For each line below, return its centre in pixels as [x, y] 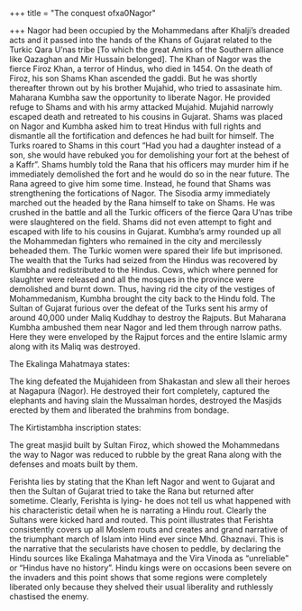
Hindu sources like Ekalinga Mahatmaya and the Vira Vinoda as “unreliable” [149, 558]
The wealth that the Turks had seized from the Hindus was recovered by [143, 260]
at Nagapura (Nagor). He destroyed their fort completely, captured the [140, 391]
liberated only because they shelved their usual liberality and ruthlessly [141, 587]
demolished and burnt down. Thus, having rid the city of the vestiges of [142, 289]
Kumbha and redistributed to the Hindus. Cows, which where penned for [144, 270]
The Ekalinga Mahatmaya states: [70, 364]
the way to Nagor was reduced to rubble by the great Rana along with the [146, 455]
